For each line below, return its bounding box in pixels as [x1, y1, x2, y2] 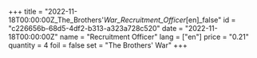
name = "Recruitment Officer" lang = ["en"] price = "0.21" [59, 32, 250, 41]
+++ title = [8, 7, 44, 16]
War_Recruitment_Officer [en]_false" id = [103, 15, 236, 25]
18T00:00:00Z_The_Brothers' [8, 15, 105, 25]
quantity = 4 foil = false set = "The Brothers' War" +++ [8, 41, 188, 50]
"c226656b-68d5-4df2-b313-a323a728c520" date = [8, 24, 184, 33]
